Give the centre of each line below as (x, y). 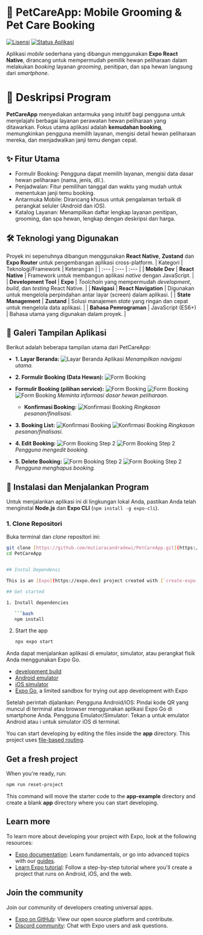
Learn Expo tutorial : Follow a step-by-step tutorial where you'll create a (103, 867)
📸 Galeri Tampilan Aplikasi (56, 333)
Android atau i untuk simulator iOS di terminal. (63, 722)
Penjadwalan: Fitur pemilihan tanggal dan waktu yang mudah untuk (98, 186)
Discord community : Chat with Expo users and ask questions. (92, 925)
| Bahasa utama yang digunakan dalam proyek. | (66, 313)
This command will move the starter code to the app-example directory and (101, 796)
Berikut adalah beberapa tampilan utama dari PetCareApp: (79, 347)
